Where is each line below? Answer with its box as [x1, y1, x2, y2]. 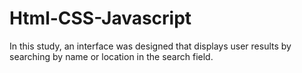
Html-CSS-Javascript [9, 7, 192, 30]
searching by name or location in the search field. [9, 50, 214, 62]
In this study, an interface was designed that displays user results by [9, 40, 292, 52]
